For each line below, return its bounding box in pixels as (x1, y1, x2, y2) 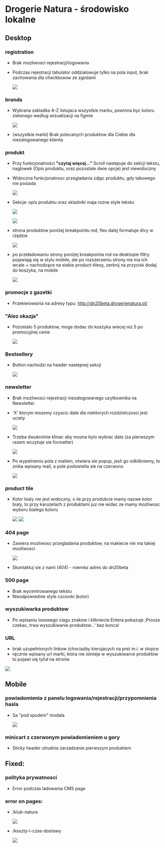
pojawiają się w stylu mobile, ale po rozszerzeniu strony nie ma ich (12, 257, 148, 263)
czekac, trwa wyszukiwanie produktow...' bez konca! (12, 622, 119, 628)
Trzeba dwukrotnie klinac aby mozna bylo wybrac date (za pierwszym (12, 434, 155, 440)
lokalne (5, 14, 36, 25)
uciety (12, 415, 26, 421)
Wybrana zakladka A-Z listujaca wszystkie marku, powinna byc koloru (12, 107, 155, 113)
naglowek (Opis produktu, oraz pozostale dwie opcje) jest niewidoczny (12, 166, 157, 172)
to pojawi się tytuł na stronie (12, 657, 70, 662)
